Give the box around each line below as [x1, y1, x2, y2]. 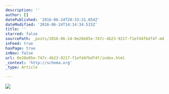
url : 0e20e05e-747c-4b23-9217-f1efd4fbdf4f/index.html [5, 55, 125, 61]
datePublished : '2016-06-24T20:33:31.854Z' [5, 17, 100, 22]
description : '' [5, 7, 40, 13]
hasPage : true [5, 46, 36, 51]
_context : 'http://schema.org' [5, 60, 72, 65]
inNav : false [5, 50, 33, 55]
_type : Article [5, 65, 38, 70]
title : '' [5, 27, 27, 32]
